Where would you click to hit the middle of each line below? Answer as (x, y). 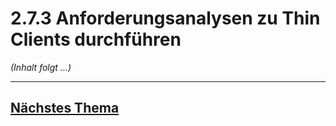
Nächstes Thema (65, 108)
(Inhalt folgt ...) (41, 67)
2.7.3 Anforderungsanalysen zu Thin (165, 18)
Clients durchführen (96, 39)
